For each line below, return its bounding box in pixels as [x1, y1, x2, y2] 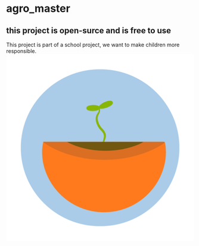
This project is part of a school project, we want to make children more [6, 41, 180, 48]
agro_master [6, 2, 70, 15]
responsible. [6, 48, 37, 55]
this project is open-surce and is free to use [6, 26, 172, 36]
